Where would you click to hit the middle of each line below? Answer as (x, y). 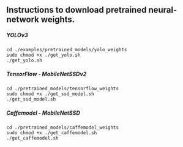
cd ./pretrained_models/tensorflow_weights (63, 89)
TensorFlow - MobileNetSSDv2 (47, 74)
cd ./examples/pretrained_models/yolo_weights (67, 50)
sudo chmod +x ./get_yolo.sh (43, 55)
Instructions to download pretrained (77, 10)
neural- (163, 10)
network (23, 20)
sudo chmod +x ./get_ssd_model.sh (50, 94)
